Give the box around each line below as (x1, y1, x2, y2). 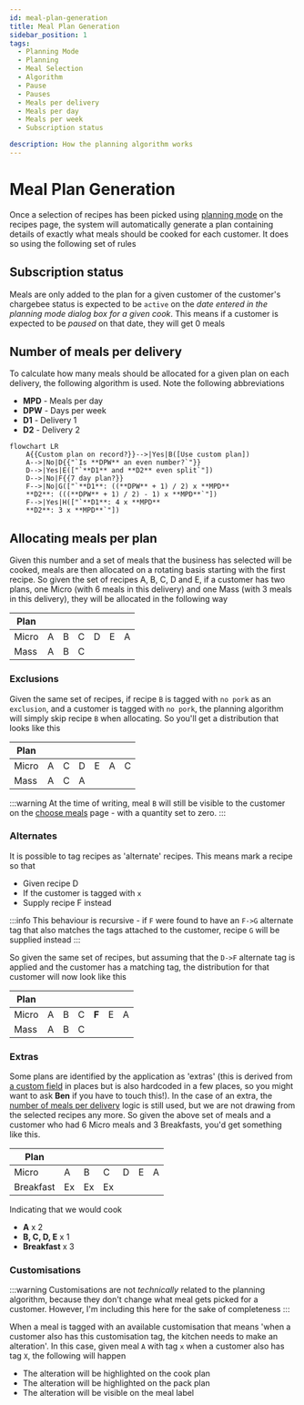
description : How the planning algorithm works (9, 140, 194, 149)
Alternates (9, 830, 57, 842)
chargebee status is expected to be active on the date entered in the (9, 298, 269, 310)
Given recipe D (22, 878, 79, 889)
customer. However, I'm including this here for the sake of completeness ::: (9, 1304, 290, 1315)
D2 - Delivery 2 (22, 424, 80, 435)
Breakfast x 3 (22, 1241, 75, 1252)
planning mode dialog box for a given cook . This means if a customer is (9, 308, 279, 319)
